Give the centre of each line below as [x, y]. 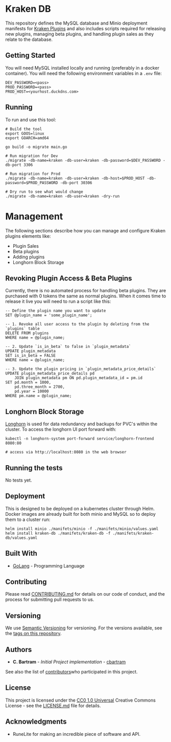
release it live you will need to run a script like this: [58, 301]
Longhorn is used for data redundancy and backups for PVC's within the [81, 424]
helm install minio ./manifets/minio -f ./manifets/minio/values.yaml [82, 529]
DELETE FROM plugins [27, 333]
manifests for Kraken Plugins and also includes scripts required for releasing [86, 28]
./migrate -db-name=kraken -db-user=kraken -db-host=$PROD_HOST [75, 178]
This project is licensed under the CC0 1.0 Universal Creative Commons [80, 700]
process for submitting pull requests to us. [50, 600]
